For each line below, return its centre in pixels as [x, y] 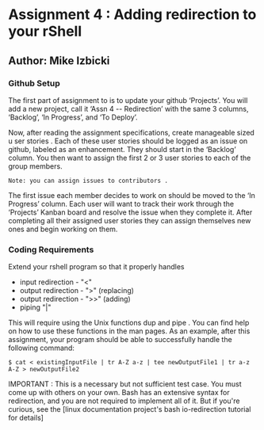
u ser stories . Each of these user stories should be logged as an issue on [128, 141]
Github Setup [34, 83]
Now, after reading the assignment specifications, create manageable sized [132, 132]
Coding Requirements [51, 249]
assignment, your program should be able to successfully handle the [120, 340]
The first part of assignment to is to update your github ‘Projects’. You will [128, 100]
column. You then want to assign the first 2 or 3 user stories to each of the [130, 158]
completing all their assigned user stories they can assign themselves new [130, 220]
